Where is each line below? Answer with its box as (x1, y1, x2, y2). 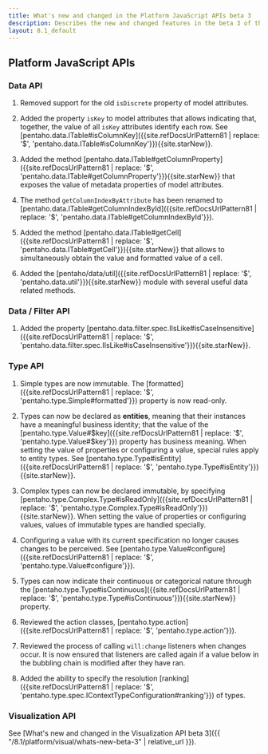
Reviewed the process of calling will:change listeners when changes (19, 641, 247, 650)
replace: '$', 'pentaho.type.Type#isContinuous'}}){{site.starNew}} (19, 593, 237, 602)
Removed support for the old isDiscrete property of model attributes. (19, 98, 249, 108)
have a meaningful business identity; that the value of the (19, 420, 209, 429)
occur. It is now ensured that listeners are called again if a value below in (19, 649, 259, 659)
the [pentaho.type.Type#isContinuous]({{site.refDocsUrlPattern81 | (19, 584, 241, 594)
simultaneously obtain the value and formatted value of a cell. (19, 253, 223, 263)
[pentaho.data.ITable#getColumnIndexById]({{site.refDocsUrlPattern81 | (19, 204, 258, 214)
